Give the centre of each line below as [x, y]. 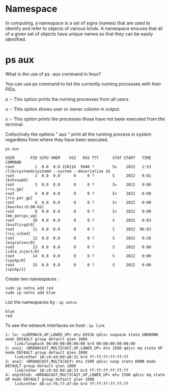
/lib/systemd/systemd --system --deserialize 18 [58, 171]
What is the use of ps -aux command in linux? [53, 74]
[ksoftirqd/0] [20, 225]
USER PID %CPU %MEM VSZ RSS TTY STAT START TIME [78, 158]
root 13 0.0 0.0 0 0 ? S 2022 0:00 [78, 247]
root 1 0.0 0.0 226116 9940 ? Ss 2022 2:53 [78, 167]
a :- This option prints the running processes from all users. [67, 99]
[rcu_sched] [18, 233]
